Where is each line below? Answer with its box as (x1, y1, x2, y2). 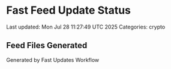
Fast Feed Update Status (6, 4, 131, 17)
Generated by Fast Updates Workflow (6, 56, 100, 63)
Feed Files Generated (6, 40, 88, 51)
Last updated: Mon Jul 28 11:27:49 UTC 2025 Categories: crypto (6, 23, 166, 30)
